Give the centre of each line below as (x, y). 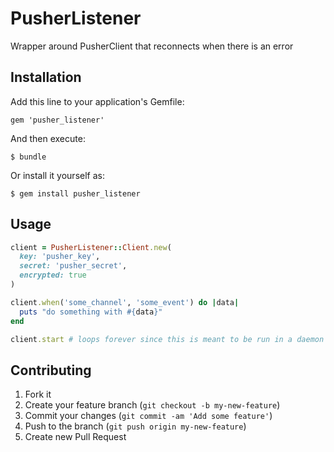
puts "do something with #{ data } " (91, 312)
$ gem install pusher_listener (75, 193)
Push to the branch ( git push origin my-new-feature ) (135, 426)
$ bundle (28, 157)
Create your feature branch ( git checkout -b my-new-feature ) (152, 405)
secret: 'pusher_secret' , (73, 266)
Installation (46, 77)
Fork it (38, 394)
